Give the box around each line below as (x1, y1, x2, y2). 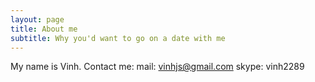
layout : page (10, 14, 65, 25)
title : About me (10, 24, 78, 34)
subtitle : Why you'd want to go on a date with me (10, 33, 226, 43)
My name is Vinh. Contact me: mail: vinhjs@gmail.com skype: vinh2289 (10, 61, 305, 73)
